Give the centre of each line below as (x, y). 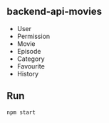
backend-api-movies (54, 12)
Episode (29, 51)
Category (31, 59)
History (28, 74)
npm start (21, 112)
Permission (33, 36)
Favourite (31, 66)
